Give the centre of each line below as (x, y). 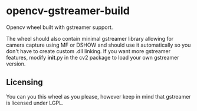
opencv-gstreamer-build (68, 11)
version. (16, 64)
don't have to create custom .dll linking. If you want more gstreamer (88, 51)
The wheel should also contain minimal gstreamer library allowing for (90, 38)
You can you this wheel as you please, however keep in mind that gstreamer (98, 96)
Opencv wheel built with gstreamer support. (60, 27)
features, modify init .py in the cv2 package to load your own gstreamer (93, 57)
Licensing (24, 82)
